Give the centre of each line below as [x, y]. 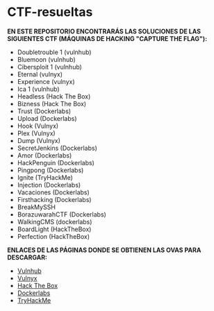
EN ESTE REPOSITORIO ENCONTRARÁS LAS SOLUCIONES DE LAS [104, 31]
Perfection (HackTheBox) [53, 236]
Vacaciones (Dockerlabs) [53, 192]
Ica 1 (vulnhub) [39, 89]
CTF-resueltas [50, 12]
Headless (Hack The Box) [54, 96]
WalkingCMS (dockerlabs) [55, 221]
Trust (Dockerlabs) [44, 111]
